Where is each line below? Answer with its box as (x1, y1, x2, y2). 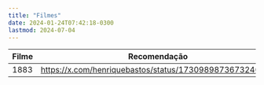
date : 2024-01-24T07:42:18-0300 (8, 19, 114, 27)
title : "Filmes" (8, 11, 61, 20)
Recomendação (128, 51, 189, 62)
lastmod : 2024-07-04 (8, 26, 76, 34)
